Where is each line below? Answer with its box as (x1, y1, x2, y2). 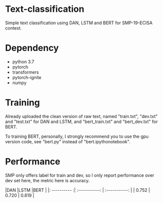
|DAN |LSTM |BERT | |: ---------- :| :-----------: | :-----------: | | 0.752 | (5, 187, 150, 193)
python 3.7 (12, 58, 35, 65)
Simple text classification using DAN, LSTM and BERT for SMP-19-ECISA (5, 20, 153, 26)
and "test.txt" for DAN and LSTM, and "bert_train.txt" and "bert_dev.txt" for (5, 119, 158, 124)
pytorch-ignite (12, 74, 42, 80)
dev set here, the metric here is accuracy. (5, 177, 90, 183)
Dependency (5, 42, 59, 54)
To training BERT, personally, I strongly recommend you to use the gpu (5, 133, 149, 139)
